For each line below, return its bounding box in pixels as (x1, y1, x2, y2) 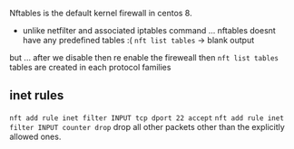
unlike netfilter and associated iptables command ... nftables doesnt (22, 25, 277, 35)
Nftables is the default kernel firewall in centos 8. (9, 8, 192, 18)
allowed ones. (9, 131, 62, 142)
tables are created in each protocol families (9, 62, 171, 72)
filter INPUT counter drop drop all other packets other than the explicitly (9, 121, 286, 132)
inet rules (9, 88, 64, 103)
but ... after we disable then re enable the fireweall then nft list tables (9, 52, 279, 62)
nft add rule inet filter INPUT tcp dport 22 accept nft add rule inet (9, 113, 284, 123)
